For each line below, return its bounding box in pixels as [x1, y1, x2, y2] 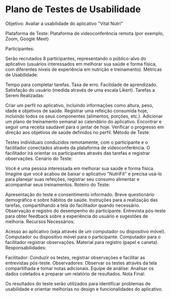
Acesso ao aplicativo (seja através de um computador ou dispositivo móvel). [5, 228, 166, 234]
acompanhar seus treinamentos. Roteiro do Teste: [5, 181, 110, 187]
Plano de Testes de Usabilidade [5, 4, 141, 15]
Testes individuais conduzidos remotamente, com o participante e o [5, 139, 148, 145]
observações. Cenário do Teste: [5, 155, 73, 161]
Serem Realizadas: [5, 92, 44, 98]
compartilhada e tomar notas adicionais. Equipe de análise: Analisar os [5, 265, 154, 271]
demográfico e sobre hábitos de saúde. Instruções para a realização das [5, 197, 158, 203]
